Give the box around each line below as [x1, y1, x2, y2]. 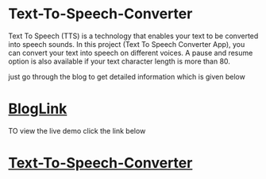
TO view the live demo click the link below [8, 126, 146, 135]
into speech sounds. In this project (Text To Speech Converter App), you [8, 39, 245, 49]
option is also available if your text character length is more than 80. [8, 56, 230, 66]
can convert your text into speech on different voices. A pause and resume [8, 48, 253, 57]
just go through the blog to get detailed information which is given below [8, 72, 246, 81]
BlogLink [8, 100, 67, 118]
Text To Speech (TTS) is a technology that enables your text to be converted [8, 31, 259, 41]
